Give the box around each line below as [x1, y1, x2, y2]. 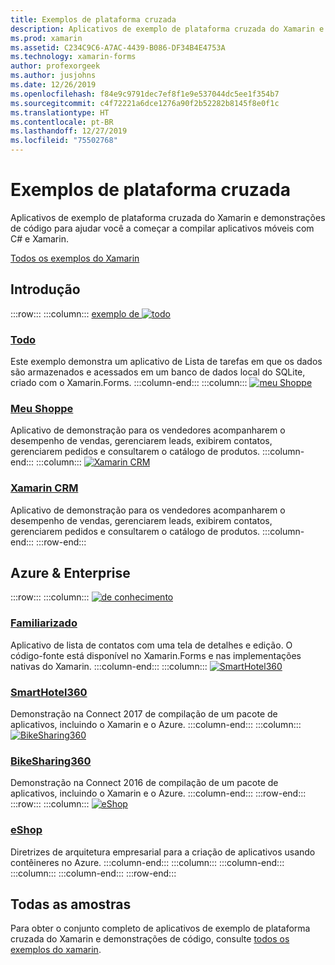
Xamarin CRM [10, 481, 79, 495]
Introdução [10, 281, 81, 298]
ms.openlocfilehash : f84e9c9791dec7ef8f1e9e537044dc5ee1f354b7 [10, 89, 280, 99]
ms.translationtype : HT [10, 107, 110, 118]
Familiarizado [10, 616, 78, 630]
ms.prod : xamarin [10, 33, 83, 43]
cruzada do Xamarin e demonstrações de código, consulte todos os [10, 933, 290, 945]
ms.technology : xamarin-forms [10, 52, 137, 62]
